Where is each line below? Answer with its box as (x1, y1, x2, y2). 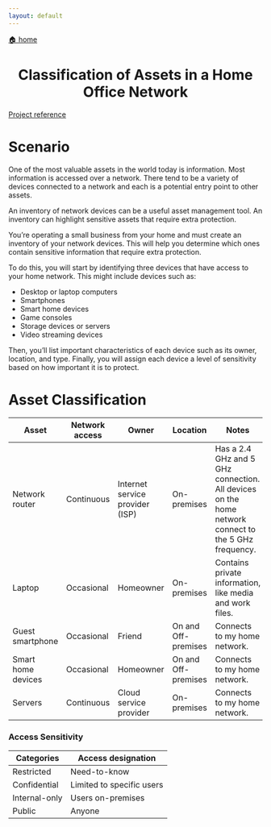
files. (215, 608, 234, 619)
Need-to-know (70, 766, 130, 777)
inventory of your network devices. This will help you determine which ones (8, 239, 261, 248)
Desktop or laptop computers (19, 287, 119, 297)
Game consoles (19, 312, 73, 322)
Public (12, 805, 36, 817)
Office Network (83, 82, 188, 101)
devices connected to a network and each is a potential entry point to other (8, 181, 259, 191)
